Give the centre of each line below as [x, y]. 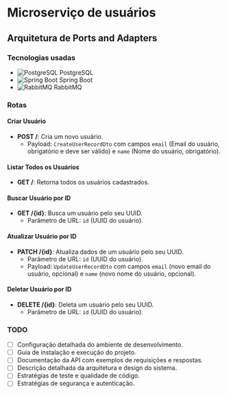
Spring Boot [76, 80]
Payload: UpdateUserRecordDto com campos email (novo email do [119, 266]
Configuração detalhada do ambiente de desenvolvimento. [100, 344]
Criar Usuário [27, 121]
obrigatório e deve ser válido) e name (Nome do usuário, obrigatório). [124, 151]
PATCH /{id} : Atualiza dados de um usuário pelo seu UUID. [100, 252]
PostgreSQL [76, 72]
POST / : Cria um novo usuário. [60, 136]
